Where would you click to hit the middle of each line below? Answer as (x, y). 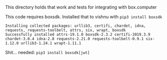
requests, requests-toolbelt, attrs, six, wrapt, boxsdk (66, 30)
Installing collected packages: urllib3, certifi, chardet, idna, (76, 26)
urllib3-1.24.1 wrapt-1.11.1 (51, 43)
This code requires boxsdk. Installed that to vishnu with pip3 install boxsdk (84, 17)
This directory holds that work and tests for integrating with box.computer (81, 7)
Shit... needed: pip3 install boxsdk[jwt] (47, 52)
